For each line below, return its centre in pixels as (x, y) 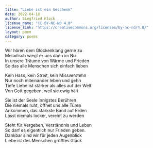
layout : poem (18, 32)
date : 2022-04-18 (23, 14)
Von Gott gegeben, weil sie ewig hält (42, 91)
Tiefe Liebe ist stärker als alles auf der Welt (48, 85)
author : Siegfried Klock (30, 18)
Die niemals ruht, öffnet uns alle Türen (43, 105)
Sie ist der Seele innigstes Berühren (41, 100)
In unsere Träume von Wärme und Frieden (47, 61)
